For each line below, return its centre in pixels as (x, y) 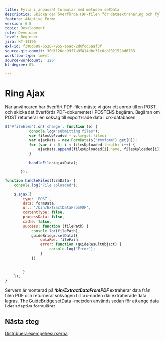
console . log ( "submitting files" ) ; (64, 131)
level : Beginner (22, 37)
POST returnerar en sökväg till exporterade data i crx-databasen (70, 118)
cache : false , (37, 222)
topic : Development (25, 28)
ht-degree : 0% (20, 65)
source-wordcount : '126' (30, 60)
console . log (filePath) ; (55, 231)
